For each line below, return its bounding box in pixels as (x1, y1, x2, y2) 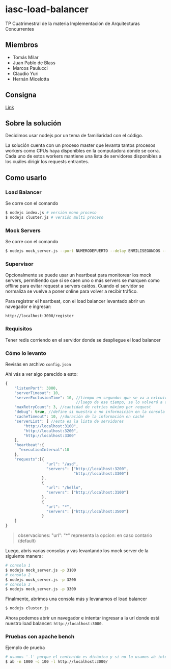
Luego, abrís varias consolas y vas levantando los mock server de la (5, 548, 149, 554)
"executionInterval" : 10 (18, 447, 70, 452)
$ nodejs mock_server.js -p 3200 (5, 577, 76, 582)
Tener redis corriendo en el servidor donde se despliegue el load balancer (5, 337, 161, 343)
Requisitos (5, 325, 32, 332)
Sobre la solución (5, 119, 62, 127)
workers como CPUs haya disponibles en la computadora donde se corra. (5, 148, 160, 154)
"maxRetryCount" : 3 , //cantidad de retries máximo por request (14, 404, 152, 410)
